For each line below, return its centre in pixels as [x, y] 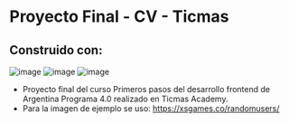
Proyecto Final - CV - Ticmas [119, 17]
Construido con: [56, 50]
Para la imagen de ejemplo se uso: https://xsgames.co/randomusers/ [151, 109]
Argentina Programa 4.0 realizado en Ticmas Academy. [125, 99]
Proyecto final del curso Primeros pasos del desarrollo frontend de [146, 89]
